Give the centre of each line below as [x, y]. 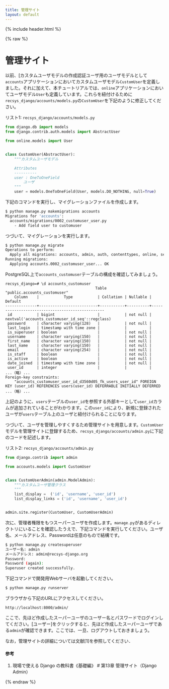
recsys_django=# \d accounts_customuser [48, 284]
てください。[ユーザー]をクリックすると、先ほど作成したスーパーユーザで [81, 624]
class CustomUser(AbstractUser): [40, 155]
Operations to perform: [30, 250]
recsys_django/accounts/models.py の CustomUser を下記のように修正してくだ [83, 101]
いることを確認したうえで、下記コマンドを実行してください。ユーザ [93, 529]
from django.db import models [37, 127]
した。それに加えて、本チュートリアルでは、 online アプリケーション [80, 88]
